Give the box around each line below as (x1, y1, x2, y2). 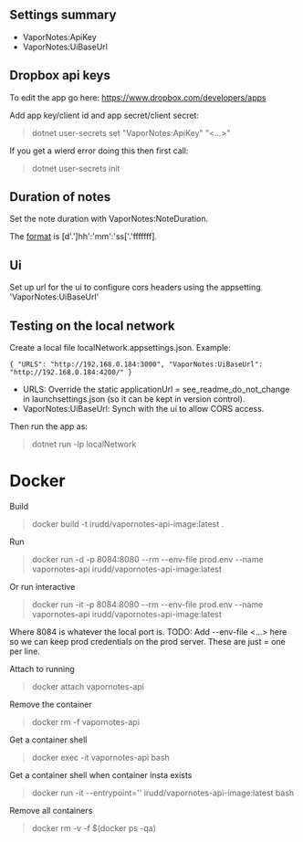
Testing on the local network (9, 318, 175, 333)
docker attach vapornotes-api (31, 681, 144, 692)
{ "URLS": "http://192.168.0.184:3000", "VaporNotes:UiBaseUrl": (9, 360, 263, 369)
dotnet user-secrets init (31, 163, 120, 174)
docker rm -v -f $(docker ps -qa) (31, 823, 157, 834)
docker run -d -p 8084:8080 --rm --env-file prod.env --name (31, 554, 264, 564)
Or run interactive (9, 582, 76, 592)
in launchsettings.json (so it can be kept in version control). (22, 394, 246, 405)
